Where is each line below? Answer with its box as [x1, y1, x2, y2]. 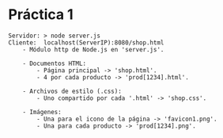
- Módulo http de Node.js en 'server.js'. [22, 45, 164, 53]
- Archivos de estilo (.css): [22, 87, 123, 95]
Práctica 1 [8, 6, 74, 24]
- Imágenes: [22, 108, 62, 116]
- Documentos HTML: [22, 59, 87, 67]
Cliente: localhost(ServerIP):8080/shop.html [8, 38, 164, 47]
